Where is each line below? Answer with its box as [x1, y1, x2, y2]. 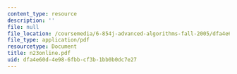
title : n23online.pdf [7, 50, 71, 57]
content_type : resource [7, 10, 78, 18]
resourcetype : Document [7, 43, 78, 50]
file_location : [7, 30, 52, 37]
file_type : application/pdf [7, 37, 90, 44]
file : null [7, 23, 39, 30]
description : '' [7, 17, 55, 24]
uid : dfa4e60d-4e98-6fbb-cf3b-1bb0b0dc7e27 [7, 56, 138, 63]
